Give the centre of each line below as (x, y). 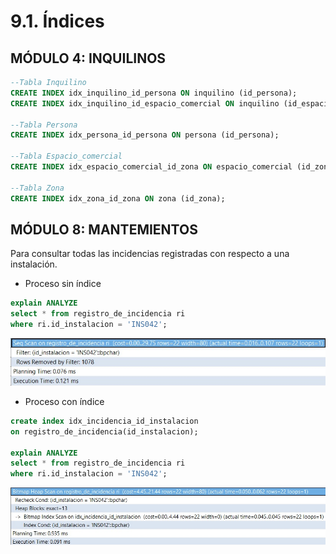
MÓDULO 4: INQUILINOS (88, 58)
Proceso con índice (64, 401)
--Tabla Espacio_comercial (66, 156)
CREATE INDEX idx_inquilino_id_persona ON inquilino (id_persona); (154, 93)
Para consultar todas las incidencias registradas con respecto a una (150, 254)
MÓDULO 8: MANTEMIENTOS (104, 229)
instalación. (34, 264)
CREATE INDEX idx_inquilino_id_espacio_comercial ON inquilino (145, 103)
